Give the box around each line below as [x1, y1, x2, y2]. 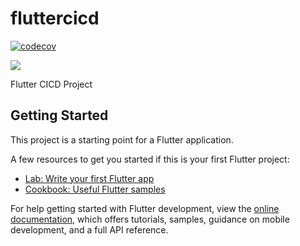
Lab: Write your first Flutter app [24, 172, 155, 184]
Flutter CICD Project [10, 78, 93, 90]
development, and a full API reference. [10, 223, 169, 236]
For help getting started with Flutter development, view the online [10, 202, 280, 214]
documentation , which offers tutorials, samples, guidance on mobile [10, 213, 290, 225]
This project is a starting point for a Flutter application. [10, 133, 234, 146]
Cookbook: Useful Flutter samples [24, 183, 166, 195]
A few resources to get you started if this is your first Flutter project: [10, 153, 290, 165]
